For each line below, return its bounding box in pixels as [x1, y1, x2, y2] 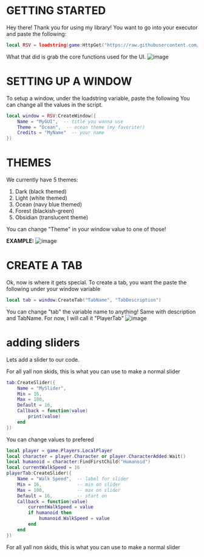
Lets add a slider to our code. [6, 356, 80, 363]
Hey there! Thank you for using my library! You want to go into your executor [6, 24, 198, 31]
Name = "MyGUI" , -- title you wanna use [17, 118, 123, 125]
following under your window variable [6, 286, 101, 292]
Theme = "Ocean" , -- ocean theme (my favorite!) [17, 124, 146, 130]
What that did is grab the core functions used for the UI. [6, 53, 146, 60]
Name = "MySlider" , [17, 385, 67, 391]
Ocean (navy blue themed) [15, 201, 83, 208]
